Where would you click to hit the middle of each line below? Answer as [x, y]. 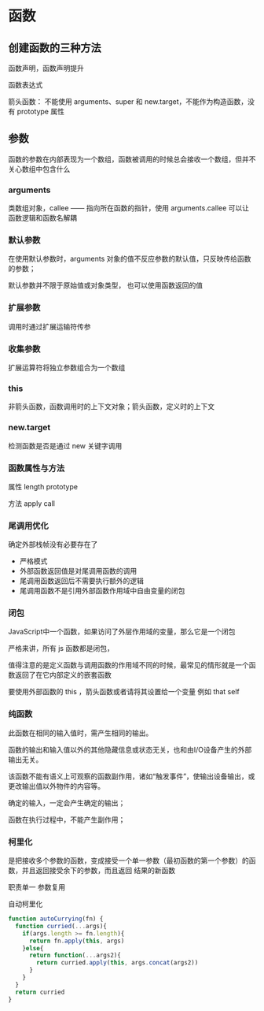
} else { [33, 948]
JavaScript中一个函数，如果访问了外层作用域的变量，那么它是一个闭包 [122, 632]
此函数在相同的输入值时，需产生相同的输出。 [81, 733]
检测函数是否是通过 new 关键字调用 [65, 445]
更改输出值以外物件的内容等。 [56, 786]
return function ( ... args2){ [75, 955]
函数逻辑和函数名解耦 [42, 218]
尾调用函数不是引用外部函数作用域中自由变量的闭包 [102, 591]
